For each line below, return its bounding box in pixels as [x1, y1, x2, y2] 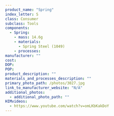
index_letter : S [5, 12, 38, 17]
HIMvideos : [5, 99, 28, 104]
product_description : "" [5, 72, 56, 77]
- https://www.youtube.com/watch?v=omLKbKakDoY [9, 104, 110, 109]
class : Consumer [5, 16, 38, 21]
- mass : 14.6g [14, 35, 43, 40]
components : [5, 26, 30, 31]
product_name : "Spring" [5, 7, 54, 12]
